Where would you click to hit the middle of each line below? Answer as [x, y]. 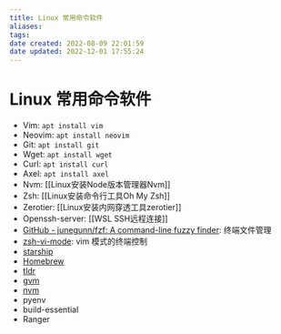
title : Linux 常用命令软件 [56, 18]
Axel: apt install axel [65, 174]
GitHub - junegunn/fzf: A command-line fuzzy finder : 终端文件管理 [147, 230]
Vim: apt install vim [63, 126]
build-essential [50, 309]
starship [38, 252]
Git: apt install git [61, 145]
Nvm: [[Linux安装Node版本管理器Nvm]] [96, 185]
